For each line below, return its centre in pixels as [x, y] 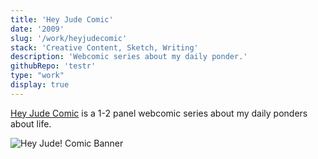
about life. [31, 123]
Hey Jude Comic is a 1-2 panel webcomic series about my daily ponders [159, 113]
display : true [40, 85]
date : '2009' [37, 29]
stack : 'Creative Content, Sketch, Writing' [104, 47]
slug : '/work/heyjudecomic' [69, 38]
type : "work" [37, 76]
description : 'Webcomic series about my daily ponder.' [129, 57]
